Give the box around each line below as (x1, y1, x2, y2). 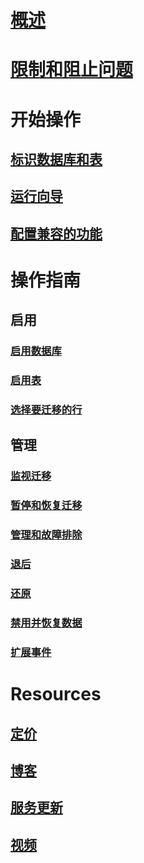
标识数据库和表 (10, 151, 103, 168)
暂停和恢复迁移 (10, 499, 83, 513)
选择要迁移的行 (10, 403, 83, 417)
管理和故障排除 (10, 528, 83, 542)
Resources (10, 683, 102, 706)
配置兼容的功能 (10, 225, 103, 242)
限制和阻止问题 (10, 59, 134, 81)
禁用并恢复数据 (10, 616, 83, 630)
